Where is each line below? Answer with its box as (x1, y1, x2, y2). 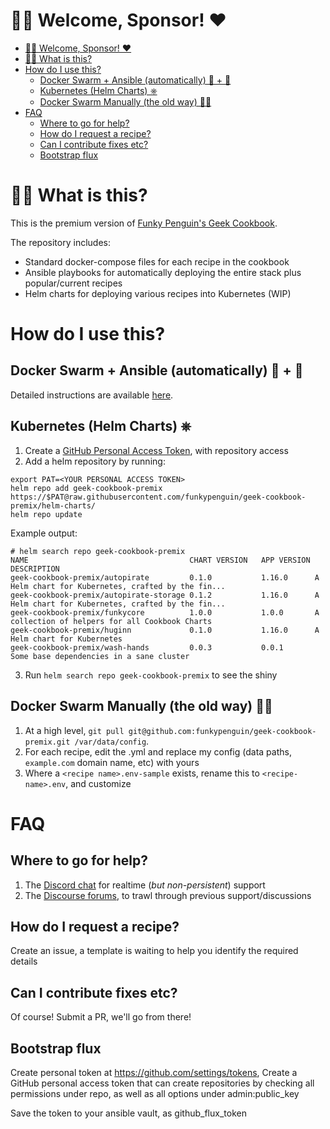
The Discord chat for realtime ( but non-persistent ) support (24, 879, 266, 891)
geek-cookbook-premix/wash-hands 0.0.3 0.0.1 (10, 642, 284, 653)
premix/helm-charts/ (10, 500, 97, 511)
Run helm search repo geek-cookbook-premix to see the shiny (24, 669, 278, 681)
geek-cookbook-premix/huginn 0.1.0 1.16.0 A (10, 625, 320, 635)
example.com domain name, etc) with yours (24, 756, 200, 768)
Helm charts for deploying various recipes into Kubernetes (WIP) (24, 287, 292, 299)
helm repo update (10, 509, 83, 519)
